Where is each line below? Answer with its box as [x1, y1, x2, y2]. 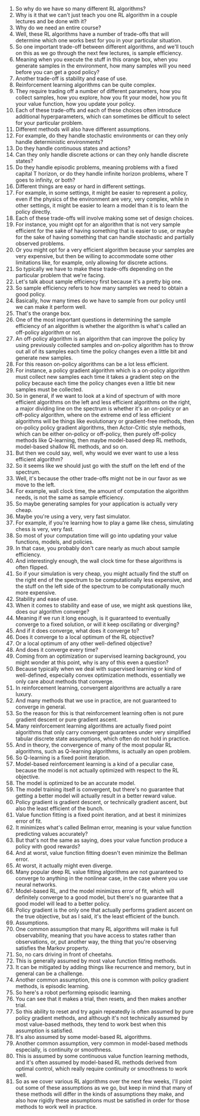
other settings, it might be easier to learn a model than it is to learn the [15, 202, 188, 209]
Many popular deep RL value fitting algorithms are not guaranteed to [15, 869, 183, 875]
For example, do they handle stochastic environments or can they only [15, 132, 188, 139]
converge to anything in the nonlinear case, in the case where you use [15, 875, 188, 882]
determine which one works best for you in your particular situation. [15, 37, 182, 44]
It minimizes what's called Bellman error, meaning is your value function [15, 824, 192, 831]
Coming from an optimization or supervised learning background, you [15, 652, 187, 660]
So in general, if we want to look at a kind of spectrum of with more [15, 393, 180, 399]
